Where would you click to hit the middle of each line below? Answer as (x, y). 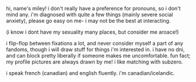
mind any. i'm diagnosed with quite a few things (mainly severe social (90, 15)
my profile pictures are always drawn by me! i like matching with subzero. (94, 62)
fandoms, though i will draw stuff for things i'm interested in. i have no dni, (96, 49)
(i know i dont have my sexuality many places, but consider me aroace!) (93, 32)
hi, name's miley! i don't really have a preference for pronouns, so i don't (94, 8)
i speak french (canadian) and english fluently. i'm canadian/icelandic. (90, 73)
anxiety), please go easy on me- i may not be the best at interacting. (88, 21)
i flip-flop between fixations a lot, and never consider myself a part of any (95, 43)
